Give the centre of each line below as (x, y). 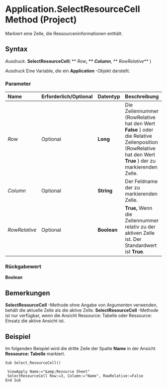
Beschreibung (142, 97)
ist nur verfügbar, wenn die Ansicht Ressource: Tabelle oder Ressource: (79, 316)
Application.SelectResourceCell (73, 9)
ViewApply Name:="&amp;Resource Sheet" (49, 372)
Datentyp (109, 97)
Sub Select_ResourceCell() (33, 363)
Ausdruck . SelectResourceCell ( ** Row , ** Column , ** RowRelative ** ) (78, 61)
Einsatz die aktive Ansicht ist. (35, 321)
